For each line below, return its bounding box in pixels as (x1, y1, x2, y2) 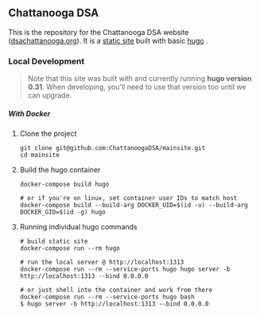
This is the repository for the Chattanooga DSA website (8, 27, 189, 37)
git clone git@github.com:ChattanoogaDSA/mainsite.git (19, 145, 206, 152)
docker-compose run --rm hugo (19, 245, 121, 252)
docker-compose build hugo (19, 180, 110, 189)
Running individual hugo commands (19, 222, 138, 232)
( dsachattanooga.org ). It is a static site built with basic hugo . (8, 36, 208, 45)
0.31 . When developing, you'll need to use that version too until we (27, 83, 246, 92)
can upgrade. (27, 91, 72, 100)
